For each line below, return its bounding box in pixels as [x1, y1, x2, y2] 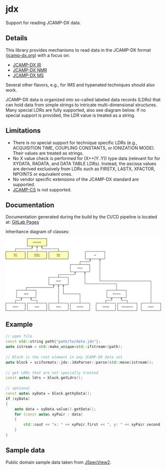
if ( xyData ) [5, 396, 30, 401]
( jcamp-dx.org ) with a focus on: [5, 52, 70, 58]
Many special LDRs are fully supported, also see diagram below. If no [5, 107, 146, 113]
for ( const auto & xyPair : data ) [14, 412, 83, 417]
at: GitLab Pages [5, 219, 39, 225]
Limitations [5, 126, 41, 135]
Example [5, 320, 33, 329]
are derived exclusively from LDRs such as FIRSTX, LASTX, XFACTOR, [12, 166, 156, 172]
